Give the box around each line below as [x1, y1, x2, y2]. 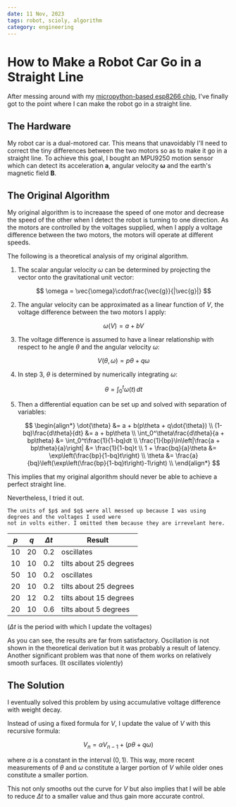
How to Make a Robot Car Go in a [7, 54, 202, 70]
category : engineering [7, 23, 74, 30]
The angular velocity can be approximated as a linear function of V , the [17, 300, 224, 309]
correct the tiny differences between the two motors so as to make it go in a [7, 146, 228, 155]
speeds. [7, 238, 31, 246]
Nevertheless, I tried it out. [7, 494, 85, 502]
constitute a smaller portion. [7, 771, 89, 779]
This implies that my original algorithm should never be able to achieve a [7, 472, 218, 481]
